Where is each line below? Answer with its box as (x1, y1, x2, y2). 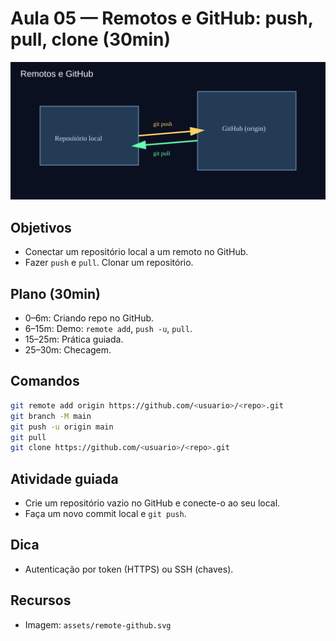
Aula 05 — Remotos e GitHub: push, (10, 7, 314, 30)
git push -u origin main (10, 422, 114, 432)
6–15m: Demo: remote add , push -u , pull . (24, 323, 193, 335)
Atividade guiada (10, 470, 119, 487)
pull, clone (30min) (10, 28, 171, 51)
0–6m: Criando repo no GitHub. (24, 312, 155, 324)
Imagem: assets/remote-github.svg (24, 618, 172, 631)
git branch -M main (10, 411, 92, 421)
